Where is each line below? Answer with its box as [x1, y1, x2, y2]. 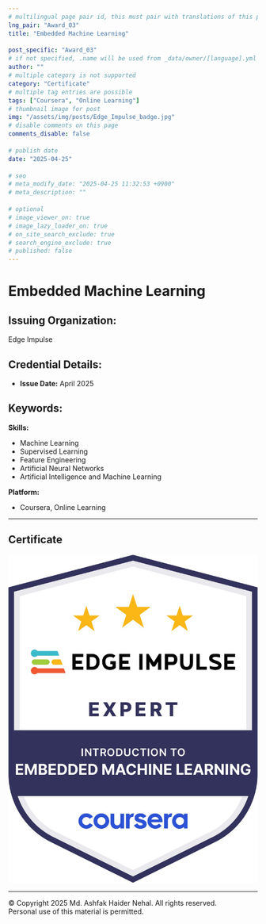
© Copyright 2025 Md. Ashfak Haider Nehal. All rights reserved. [8, 899, 218, 908]
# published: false [8, 247, 73, 255]
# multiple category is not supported [8, 71, 136, 79]
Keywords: [8, 401, 63, 416]
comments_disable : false [8, 130, 90, 138]
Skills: [8, 423, 29, 432]
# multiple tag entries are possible [8, 88, 133, 96]
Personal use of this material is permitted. [8, 907, 144, 916]
